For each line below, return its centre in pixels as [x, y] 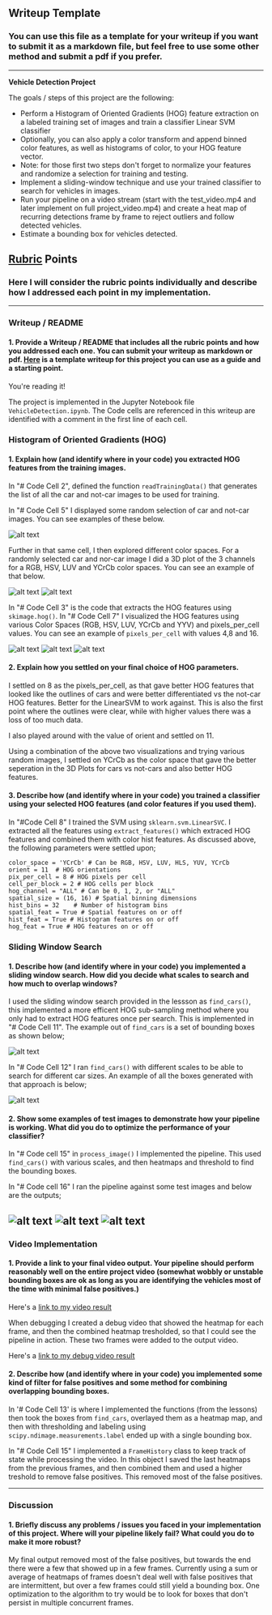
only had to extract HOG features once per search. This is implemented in [131, 1019]
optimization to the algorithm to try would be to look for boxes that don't [128, 1594]
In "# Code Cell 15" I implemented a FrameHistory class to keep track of [127, 1451]
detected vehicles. [51, 225]
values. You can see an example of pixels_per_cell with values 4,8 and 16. [134, 633]
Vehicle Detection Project [52, 82]
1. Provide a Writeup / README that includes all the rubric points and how [134, 342]
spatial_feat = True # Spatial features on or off [96, 913]
